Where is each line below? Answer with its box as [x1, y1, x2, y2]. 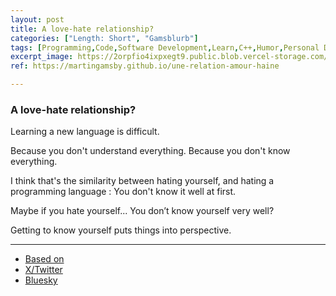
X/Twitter [24, 264, 63, 276]
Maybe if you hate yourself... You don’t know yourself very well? [10, 205, 275, 217]
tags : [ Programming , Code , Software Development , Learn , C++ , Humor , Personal [10, 42, 320, 53]
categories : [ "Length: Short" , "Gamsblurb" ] [10, 33, 199, 43]
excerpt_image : [10, 52, 74, 62]
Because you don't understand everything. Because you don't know [10, 145, 291, 157]
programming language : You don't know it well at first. [10, 186, 237, 198]
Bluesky [24, 274, 58, 286]
